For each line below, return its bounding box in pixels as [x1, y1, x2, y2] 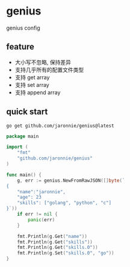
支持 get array [14, 74, 50, 81]
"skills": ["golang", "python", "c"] [17, 200, 112, 206]
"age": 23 [17, 195, 42, 201]
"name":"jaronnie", [17, 188, 66, 195]
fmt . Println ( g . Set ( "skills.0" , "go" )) [17, 250, 114, 256]
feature [6, 42, 35, 52]
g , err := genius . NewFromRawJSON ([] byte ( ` [17, 177, 125, 184]
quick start [6, 107, 48, 117]
